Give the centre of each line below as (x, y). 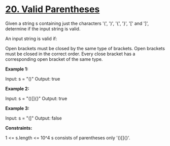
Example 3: (17, 108)
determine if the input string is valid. (43, 28)
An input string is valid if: (31, 39)
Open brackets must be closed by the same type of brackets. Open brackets (85, 48)
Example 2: (17, 88)
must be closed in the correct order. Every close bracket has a (70, 54)
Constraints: (19, 128)
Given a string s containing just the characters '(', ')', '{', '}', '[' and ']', (77, 23)
